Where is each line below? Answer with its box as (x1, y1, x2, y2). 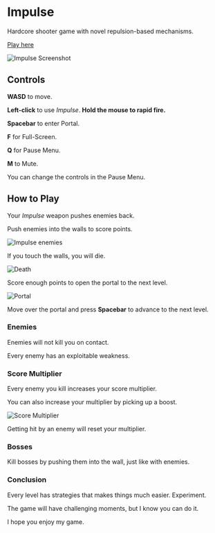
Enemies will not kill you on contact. (7, 338, 109, 346)
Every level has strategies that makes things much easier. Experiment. (7, 491, 207, 499)
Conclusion (7, 475, 47, 485)
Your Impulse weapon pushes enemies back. (7, 211, 135, 219)
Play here (7, 40, 35, 48)
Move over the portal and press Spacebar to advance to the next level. (7, 305, 209, 314)
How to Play (7, 193, 60, 205)
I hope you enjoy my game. (7, 517, 84, 526)
